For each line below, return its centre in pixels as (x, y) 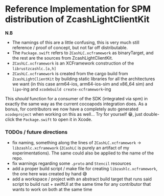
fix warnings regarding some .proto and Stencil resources (71, 163)
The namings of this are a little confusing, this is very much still (76, 42)
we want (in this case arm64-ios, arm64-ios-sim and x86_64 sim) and (82, 84)
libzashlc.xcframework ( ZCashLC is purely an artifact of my (71, 148)
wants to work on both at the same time (52, 190)
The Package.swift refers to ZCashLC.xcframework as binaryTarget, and (83, 53)
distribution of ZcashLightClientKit (77, 19)
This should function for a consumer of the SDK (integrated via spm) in (76, 98)
